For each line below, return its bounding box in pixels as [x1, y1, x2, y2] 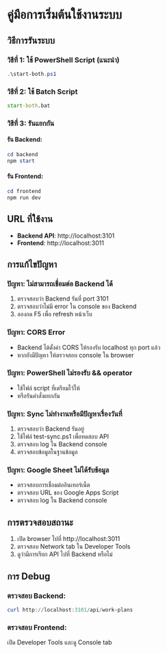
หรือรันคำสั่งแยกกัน [16, 391, 60, 400]
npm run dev [7, 194, 41, 201]
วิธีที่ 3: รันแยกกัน [7, 118, 55, 128]
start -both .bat [7, 103, 51, 110]
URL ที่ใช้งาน [7, 213, 53, 225]
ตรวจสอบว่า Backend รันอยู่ [16, 425, 84, 433]
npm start [7, 158, 36, 164]
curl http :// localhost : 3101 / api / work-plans [7, 606, 133, 613]
